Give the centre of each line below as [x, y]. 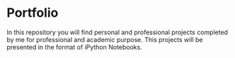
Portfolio [33, 13]
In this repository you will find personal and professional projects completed [117, 32]
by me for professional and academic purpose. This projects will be [105, 39]
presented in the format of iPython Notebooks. [74, 47]
